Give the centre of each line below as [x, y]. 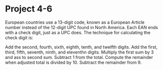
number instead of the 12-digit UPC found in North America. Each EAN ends [81, 27]
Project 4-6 [29, 9]
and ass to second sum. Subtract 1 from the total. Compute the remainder [79, 57]
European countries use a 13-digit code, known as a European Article [75, 22]
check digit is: [19, 38]
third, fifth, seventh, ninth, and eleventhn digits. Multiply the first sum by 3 [80, 52]
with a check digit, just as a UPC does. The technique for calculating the [78, 32]
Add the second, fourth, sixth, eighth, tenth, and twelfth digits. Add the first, [81, 47]
